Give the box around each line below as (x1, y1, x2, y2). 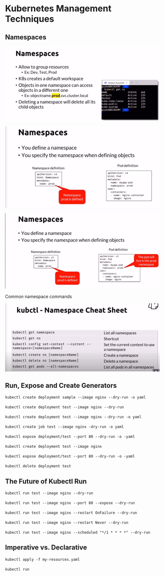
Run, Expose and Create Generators (5, 381, 117, 390)
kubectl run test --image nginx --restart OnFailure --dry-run (5, 510, 137, 515)
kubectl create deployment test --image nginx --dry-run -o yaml (5, 415, 141, 420)
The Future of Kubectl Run (5, 477, 87, 486)
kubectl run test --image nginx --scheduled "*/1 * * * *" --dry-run (5, 530, 151, 535)
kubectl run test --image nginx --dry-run (5, 490, 93, 495)
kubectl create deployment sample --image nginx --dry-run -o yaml (5, 395, 146, 400)
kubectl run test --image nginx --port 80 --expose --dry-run (5, 500, 135, 505)
